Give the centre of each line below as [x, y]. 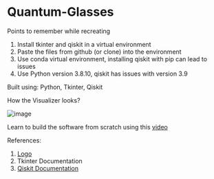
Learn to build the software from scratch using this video [88, 127]
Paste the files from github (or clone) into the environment [99, 52]
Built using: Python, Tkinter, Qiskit [55, 87]
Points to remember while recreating [59, 31]
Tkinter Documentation [50, 161]
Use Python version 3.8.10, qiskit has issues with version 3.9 [102, 74]
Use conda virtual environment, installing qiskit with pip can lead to [112, 59]
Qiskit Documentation [48, 168]
